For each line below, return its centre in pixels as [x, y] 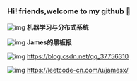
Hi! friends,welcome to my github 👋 [69, 11]
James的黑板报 [49, 42]
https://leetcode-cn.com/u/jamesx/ [78, 70]
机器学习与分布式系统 [58, 27]
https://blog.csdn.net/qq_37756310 [78, 56]
